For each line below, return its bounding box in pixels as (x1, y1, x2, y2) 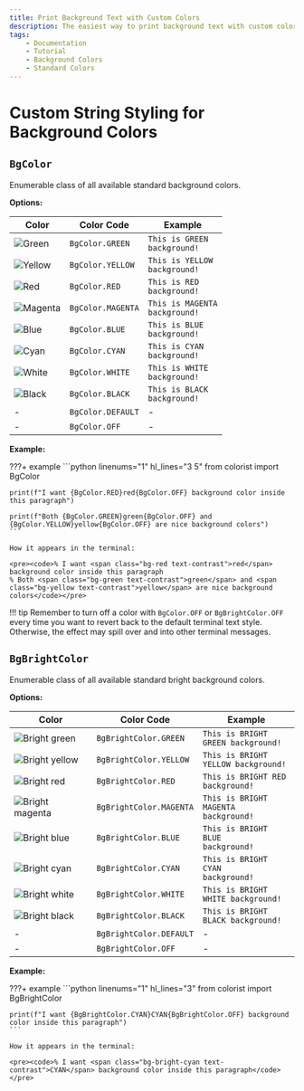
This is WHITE (147, 363, 209, 373)
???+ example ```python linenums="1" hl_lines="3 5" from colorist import (9, 460, 279, 471)
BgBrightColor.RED (96, 775, 176, 786)
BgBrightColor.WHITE (96, 888, 185, 899)
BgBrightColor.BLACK (96, 910, 185, 921)
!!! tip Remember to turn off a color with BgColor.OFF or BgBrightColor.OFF (9, 607, 284, 618)
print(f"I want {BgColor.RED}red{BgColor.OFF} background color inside (9, 488, 285, 498)
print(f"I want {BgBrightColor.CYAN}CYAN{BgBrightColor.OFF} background (9, 1010, 290, 1019)
